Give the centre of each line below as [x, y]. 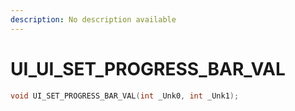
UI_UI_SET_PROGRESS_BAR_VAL [148, 68]
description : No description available [93, 19]
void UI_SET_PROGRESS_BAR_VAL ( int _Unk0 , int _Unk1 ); [125, 96]
